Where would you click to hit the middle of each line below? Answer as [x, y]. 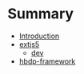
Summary [40, 14]
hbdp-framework [47, 61]
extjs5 [29, 44]
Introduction [39, 36]
